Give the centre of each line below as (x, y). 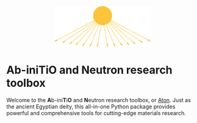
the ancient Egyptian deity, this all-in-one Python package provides (91, 106)
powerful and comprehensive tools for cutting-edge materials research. (96, 113)
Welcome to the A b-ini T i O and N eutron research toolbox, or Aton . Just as (99, 100)
